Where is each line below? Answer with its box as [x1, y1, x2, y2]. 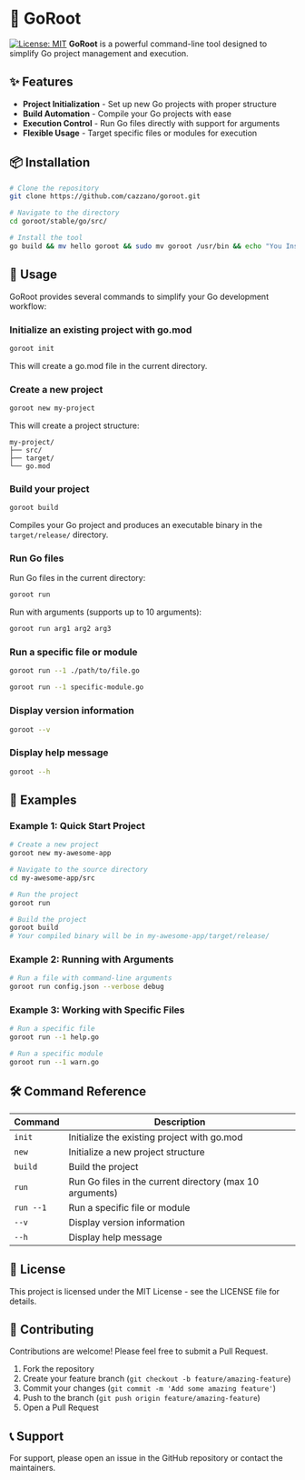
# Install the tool [9, 234, 84, 243]
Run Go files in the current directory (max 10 [68, 1175, 260, 1187]
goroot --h [9, 767, 51, 776]
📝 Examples [9, 792, 77, 807]
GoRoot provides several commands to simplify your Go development [9, 291, 270, 302]
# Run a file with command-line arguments [9, 974, 172, 983]
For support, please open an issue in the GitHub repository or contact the [9, 1453, 283, 1464]
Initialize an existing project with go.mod [9, 323, 192, 335]
